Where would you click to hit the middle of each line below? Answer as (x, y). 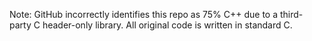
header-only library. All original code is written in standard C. (167, 25)
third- (292, 14)
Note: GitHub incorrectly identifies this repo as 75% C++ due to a (144, 14)
